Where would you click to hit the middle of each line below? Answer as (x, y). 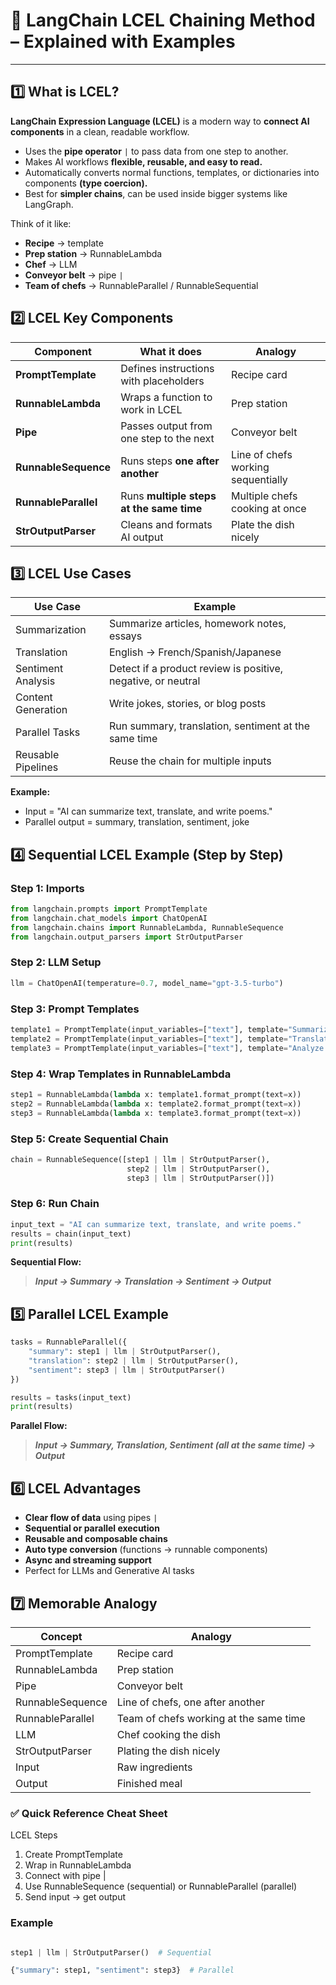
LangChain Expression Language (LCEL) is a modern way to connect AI (160, 121)
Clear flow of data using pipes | (91, 1518)
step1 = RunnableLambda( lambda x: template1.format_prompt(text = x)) (156, 1094)
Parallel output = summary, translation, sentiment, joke (137, 822)
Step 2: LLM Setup (56, 962)
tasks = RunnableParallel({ (69, 1342)
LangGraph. (49, 204)
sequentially (259, 479)
